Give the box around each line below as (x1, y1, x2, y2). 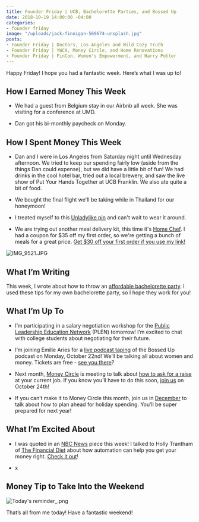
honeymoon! (14, 203, 46, 210)
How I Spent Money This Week (6, 137, 122, 147)
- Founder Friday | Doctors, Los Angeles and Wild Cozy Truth (6, 42, 163, 48)
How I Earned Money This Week (6, 87, 127, 97)
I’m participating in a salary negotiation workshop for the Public (14, 322, 170, 329)
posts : (6, 36, 23, 42)
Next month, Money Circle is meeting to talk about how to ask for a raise (14, 370, 192, 378)
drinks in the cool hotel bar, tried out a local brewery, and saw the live (14, 172, 185, 179)
